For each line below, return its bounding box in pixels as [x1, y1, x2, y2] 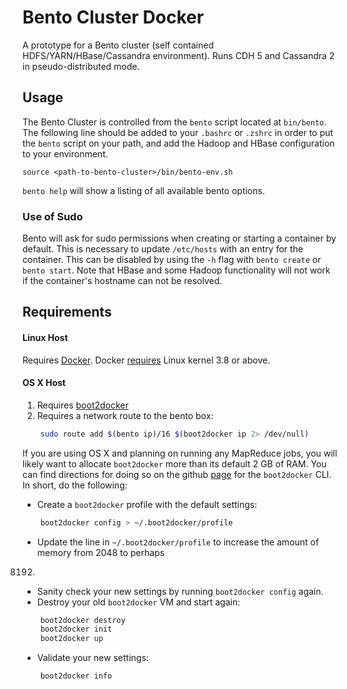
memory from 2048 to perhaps [36, 546, 165, 558]
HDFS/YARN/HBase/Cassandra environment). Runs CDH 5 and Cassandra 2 [22, 49, 335, 61]
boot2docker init [40, 624, 113, 635]
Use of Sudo [22, 209, 84, 223]
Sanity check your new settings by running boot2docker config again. [36, 585, 324, 597]
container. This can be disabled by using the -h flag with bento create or [22, 254, 322, 266]
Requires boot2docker [36, 399, 129, 411]
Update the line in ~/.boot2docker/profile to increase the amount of [36, 536, 320, 548]
